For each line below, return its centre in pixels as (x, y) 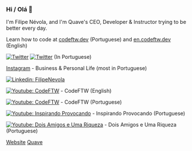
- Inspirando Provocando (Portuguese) (139, 114)
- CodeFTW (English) (86, 91)
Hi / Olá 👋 (19, 9)
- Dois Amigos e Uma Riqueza (140, 125)
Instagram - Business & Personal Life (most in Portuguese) (77, 68)
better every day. (27, 28)
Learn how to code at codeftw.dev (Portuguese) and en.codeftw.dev (88, 40)
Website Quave (24, 142)
